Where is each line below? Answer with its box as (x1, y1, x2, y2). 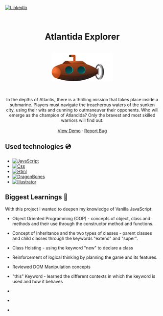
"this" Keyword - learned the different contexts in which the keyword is (12, 273, 156, 279)
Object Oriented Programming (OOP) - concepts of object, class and (12, 215, 151, 221)
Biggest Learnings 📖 (5, 193, 68, 202)
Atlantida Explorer (45, 31, 120, 43)
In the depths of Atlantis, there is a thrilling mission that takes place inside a (6, 97, 158, 103)
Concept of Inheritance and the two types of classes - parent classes (12, 230, 152, 236)
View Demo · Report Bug (57, 128, 107, 134)
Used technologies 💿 (5, 142, 71, 151)
